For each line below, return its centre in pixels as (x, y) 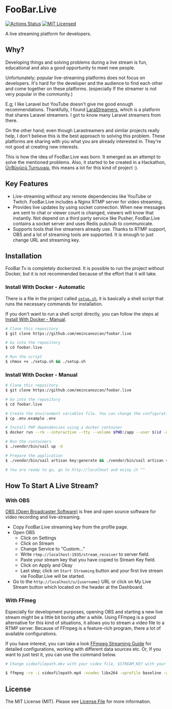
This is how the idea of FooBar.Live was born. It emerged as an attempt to (83, 157)
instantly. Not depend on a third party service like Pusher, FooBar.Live (86, 218)
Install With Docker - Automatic (45, 287)
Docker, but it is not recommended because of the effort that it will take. (81, 274)
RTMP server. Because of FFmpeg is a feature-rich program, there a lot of (83, 628)
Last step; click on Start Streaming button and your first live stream (92, 571)
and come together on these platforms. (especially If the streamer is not (81, 88)
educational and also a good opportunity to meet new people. (70, 67)
